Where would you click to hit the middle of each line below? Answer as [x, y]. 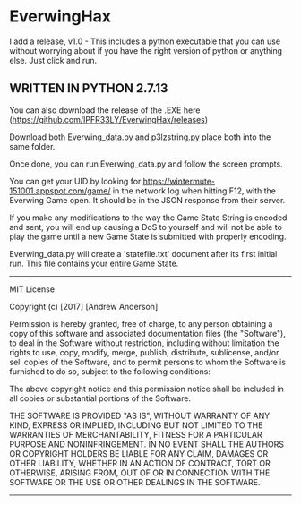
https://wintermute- [179, 181]
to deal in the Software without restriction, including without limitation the [144, 343]
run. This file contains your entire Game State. [94, 263]
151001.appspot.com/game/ [60, 191]
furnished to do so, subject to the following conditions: [110, 371]
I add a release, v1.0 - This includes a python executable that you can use [145, 41]
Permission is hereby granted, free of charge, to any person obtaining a [141, 323]
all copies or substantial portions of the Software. [100, 398]
